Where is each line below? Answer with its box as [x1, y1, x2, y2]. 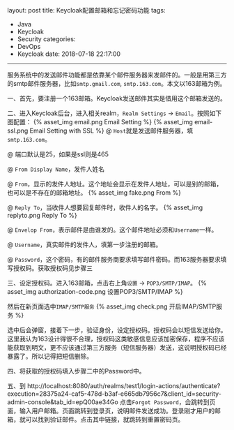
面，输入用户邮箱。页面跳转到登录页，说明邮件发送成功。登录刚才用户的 [7, 407, 214, 415]
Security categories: [17, 35, 76, 43]
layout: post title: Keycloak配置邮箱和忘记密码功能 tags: [7, 6, 166, 14]
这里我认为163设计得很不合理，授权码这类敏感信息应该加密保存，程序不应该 [7, 334, 225, 343]
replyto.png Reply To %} [7, 212, 78, 219]
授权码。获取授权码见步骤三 [13, 264, 93, 272]
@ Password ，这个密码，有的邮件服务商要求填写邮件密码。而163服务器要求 [7, 255, 221, 263]
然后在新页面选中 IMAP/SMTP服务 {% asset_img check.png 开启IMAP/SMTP [7, 302, 217, 311]
